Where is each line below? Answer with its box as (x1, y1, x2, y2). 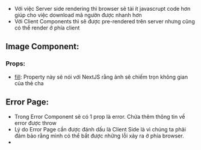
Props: (5, 59, 25, 68)
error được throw (14, 119, 57, 127)
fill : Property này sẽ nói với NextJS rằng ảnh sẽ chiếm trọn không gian (14, 73, 188, 80)
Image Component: (5, 41, 79, 52)
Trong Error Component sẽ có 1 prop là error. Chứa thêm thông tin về (14, 113, 185, 120)
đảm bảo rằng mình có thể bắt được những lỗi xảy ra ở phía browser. (14, 132, 184, 139)
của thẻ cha (14, 79, 44, 86)
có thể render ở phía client (14, 24, 80, 31)
